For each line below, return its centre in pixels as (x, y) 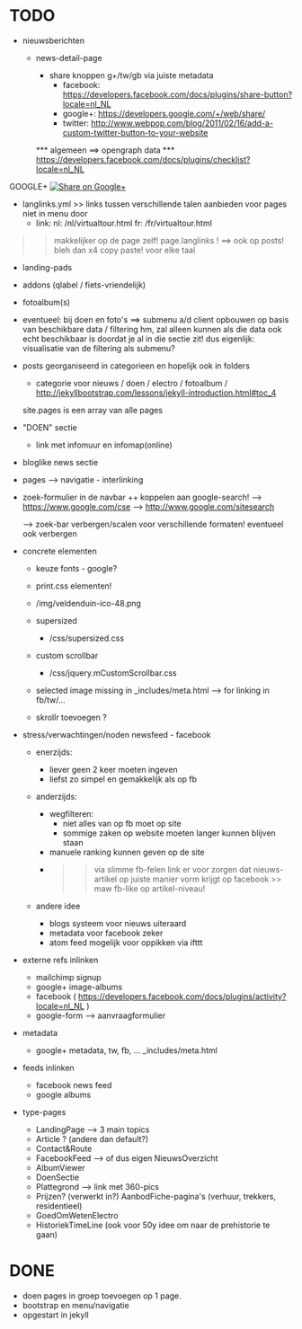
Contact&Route (64, 1148)
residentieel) (59, 1206)
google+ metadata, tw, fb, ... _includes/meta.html (126, 1050)
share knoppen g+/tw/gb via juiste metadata (131, 75)
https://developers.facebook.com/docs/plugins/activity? (182, 996)
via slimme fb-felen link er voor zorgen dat (173, 869)
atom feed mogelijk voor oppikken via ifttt (126, 942)
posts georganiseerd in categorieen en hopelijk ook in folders (136, 366)
